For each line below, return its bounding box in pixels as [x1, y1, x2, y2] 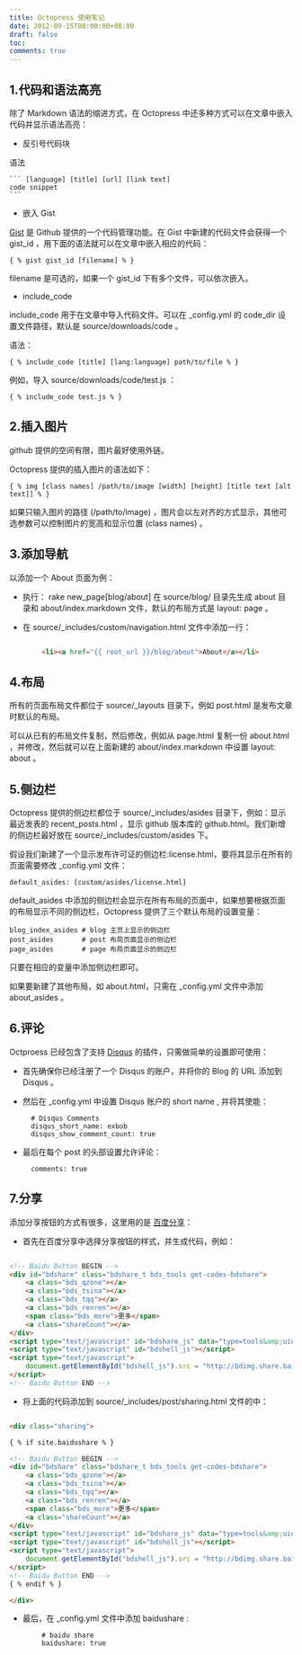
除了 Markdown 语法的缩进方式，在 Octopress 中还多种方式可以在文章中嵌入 [9, 107, 293, 118]
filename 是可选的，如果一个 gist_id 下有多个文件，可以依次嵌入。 [9, 272, 253, 283]
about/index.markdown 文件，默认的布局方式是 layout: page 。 [40, 602, 273, 613]
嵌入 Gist [22, 208, 56, 218]
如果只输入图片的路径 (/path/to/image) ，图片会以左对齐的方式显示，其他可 [9, 506, 288, 517]
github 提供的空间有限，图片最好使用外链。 [9, 444, 169, 455]
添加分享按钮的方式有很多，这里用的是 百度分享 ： [9, 1216, 193, 1227]
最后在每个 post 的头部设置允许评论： [22, 1146, 162, 1157]
